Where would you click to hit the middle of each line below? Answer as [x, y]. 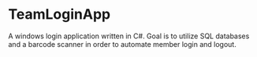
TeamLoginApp [60, 14]
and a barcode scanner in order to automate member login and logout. [122, 44]
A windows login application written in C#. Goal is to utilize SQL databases [129, 36]
